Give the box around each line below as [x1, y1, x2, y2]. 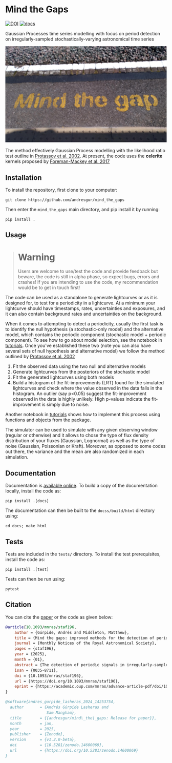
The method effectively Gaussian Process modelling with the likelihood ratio [5, 148, 165, 154]
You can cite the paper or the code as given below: [5, 614, 113, 620]
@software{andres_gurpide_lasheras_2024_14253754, [5, 699, 116, 705]
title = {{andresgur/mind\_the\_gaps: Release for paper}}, [10, 715, 157, 720]
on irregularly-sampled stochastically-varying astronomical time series [5, 36, 155, 42]
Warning [17, 251, 55, 263]
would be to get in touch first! [17, 284, 80, 291]
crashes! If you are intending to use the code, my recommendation [17, 279, 159, 285]
